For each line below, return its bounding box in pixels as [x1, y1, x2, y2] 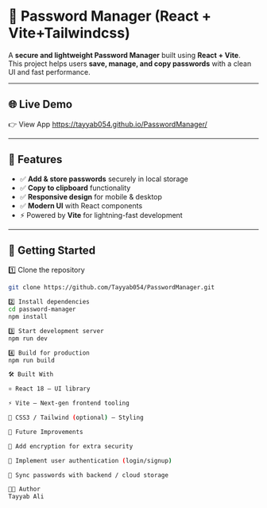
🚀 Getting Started [8, 243, 96, 257]
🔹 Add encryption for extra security [8, 442, 133, 450]
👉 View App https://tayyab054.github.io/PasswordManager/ [8, 119, 208, 129]
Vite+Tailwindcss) [8, 24, 130, 42]
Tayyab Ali [8, 493, 44, 501]
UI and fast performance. [8, 67, 91, 76]
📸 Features [8, 153, 63, 166]
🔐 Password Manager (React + [8, 7, 212, 25]
